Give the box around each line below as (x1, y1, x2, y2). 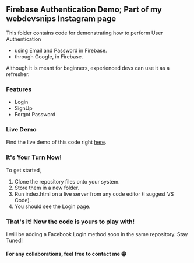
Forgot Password (14, 111, 56, 118)
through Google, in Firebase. (14, 53, 83, 60)
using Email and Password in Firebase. (14, 47, 107, 54)
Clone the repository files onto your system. (14, 178, 121, 185)
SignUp (14, 105, 33, 112)
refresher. (6, 70, 30, 78)
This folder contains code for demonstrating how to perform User (6, 29, 163, 36)
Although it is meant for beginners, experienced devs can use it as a (6, 64, 170, 71)
